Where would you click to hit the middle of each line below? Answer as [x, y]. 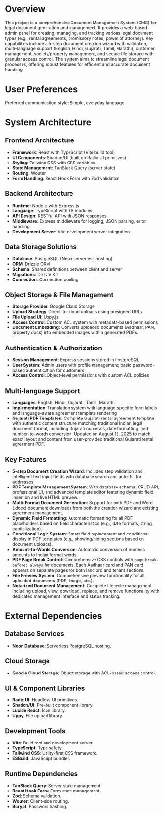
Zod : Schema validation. [37, 796]
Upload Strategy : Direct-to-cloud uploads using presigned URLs [77, 312]
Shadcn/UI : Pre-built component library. [53, 705]
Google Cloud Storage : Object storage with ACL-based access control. [84, 673]
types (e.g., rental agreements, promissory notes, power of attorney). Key [79, 38]
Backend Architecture [39, 194]
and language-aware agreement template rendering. [65, 413]
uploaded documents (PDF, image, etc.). [53, 581]
